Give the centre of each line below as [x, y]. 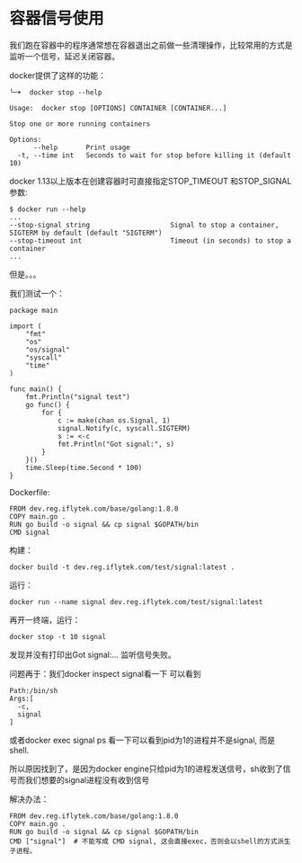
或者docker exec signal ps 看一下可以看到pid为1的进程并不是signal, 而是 [142, 740]
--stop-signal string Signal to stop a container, [144, 225]
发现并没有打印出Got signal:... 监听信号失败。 [93, 654]
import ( [26, 326]
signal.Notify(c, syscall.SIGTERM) [124, 428]
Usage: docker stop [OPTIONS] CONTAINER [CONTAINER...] [118, 108]
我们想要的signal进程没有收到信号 [87, 779]
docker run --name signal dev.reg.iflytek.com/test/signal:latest [136, 602]
